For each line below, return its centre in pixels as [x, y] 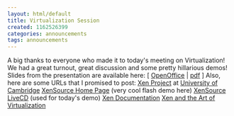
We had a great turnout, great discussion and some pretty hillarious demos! [118, 68]
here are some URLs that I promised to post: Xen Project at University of [113, 83]
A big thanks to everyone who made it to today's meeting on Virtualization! [116, 60]
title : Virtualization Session [54, 21]
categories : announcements [47, 34]
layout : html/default [39, 14]
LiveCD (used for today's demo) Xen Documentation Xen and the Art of [111, 98]
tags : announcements [38, 40]
